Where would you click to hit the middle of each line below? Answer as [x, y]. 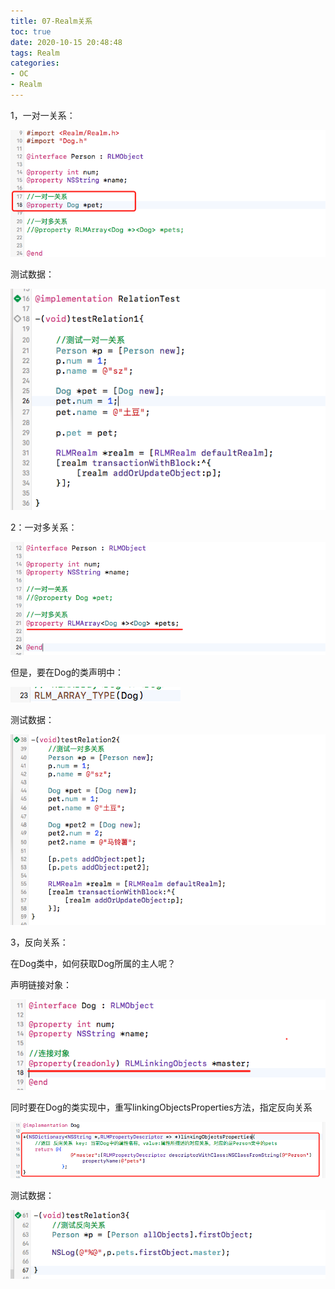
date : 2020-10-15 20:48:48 [66, 42]
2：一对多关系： [44, 527]
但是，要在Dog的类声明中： [67, 672]
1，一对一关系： [43, 115]
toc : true [31, 31]
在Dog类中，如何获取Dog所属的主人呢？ [93, 964]
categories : [35, 63]
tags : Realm [35, 53]
